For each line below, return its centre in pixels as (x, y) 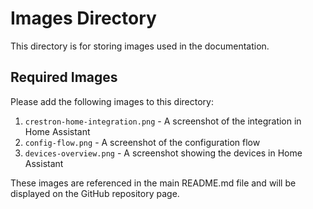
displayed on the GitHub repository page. (95, 193)
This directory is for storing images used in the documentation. (140, 46)
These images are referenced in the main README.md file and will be (153, 183)
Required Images (64, 77)
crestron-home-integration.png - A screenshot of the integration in (163, 121)
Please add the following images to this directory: (112, 101)
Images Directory (83, 18)
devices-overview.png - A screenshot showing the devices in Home (163, 153)
